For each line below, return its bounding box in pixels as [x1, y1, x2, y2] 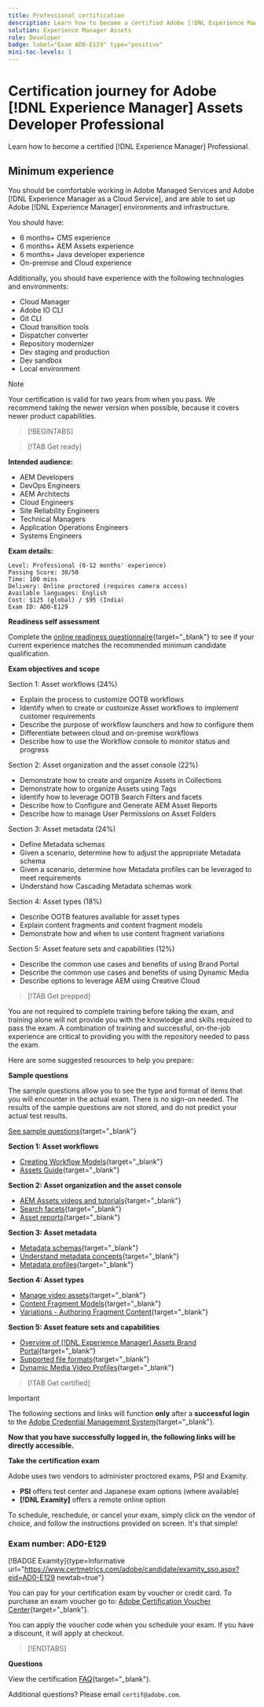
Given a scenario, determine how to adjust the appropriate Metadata [19, 848, 241, 857]
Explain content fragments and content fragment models [19, 920, 203, 930]
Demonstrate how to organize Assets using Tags [19, 784, 177, 793]
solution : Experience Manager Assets [8, 26, 132, 34]
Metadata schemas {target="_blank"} [19, 1243, 139, 1252]
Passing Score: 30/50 [8, 568, 79, 576]
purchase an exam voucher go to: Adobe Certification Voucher [8, 1597, 211, 1606]
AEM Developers [19, 472, 75, 482]
